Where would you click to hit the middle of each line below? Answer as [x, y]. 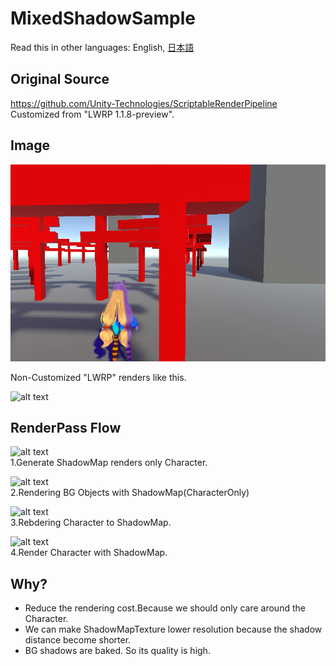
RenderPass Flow [66, 428]
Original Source [60, 79]
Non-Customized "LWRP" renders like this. [98, 377]
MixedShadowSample [103, 18]
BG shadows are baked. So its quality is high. [117, 651]
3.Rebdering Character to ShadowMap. [91, 523]
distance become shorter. [78, 640]
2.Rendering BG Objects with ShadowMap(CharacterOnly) [130, 493]
